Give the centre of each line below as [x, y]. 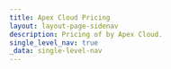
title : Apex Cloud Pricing [60, 17]
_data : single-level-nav [56, 51]
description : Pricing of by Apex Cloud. [86, 34]
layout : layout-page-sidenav [64, 26]
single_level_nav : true [54, 43]
